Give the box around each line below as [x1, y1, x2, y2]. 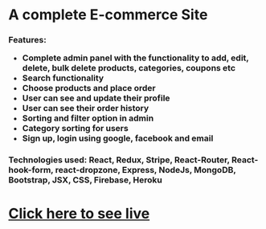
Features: [8, 35, 47, 46]
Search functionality [22, 72, 104, 84]
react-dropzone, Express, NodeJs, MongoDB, [55, 165, 236, 176]
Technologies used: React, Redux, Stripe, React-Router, [8, 154, 231, 166]
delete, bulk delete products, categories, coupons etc [22, 63, 235, 74]
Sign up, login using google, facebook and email [22, 133, 214, 144]
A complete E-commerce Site [8, 6, 208, 24]
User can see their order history [22, 103, 149, 114]
